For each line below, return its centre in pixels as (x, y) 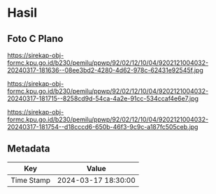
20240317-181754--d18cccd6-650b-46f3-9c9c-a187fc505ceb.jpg (103, 127)
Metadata (29, 149)
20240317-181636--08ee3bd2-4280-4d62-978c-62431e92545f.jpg (106, 70)
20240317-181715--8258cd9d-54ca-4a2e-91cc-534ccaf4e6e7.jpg (103, 98)
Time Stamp (31, 180)
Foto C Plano (35, 39)
